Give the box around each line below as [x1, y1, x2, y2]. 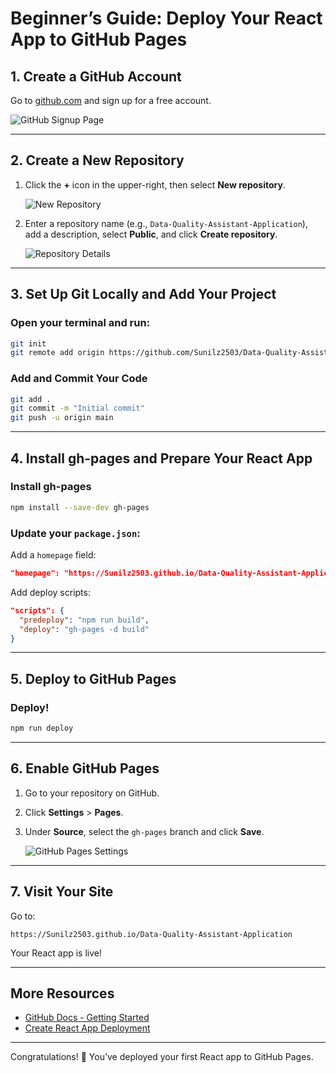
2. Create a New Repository [10, 152, 185, 169]
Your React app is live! [10, 947, 103, 959]
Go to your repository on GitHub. [24, 787, 160, 799]
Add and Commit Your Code [10, 372, 148, 386]
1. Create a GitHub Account [10, 68, 182, 85]
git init [10, 338, 47, 349]
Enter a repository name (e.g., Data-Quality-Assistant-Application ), [24, 217, 308, 229]
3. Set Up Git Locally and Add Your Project [10, 286, 277, 303]
